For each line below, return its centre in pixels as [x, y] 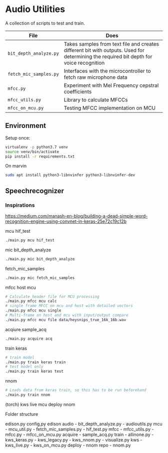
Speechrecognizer [34, 191]
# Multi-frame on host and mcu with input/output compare [67, 315]
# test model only [24, 367]
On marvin [16, 166]
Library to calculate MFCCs [96, 100]
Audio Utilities [35, 9]
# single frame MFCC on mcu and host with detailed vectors [69, 306]
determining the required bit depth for [108, 56]
